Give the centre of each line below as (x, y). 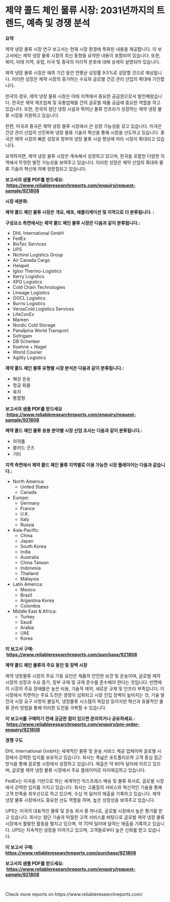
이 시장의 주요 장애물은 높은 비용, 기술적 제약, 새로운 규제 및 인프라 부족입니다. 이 (85, 689)
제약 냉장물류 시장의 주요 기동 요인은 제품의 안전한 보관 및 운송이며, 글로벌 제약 (83, 676)
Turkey (27, 616)
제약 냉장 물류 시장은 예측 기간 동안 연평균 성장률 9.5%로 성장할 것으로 (75, 72)
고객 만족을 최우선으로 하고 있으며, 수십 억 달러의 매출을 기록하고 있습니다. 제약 (83, 794)
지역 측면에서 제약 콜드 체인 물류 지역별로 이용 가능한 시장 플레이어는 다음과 (79, 464)
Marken (21, 319)
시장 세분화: (17, 201)
